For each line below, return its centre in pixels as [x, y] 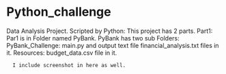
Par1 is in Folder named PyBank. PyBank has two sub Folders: [93, 38]
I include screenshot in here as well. [69, 65]
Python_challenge [59, 12]
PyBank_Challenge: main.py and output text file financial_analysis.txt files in [113, 45]
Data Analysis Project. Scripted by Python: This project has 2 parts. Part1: [110, 31]
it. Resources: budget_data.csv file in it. [62, 53]
